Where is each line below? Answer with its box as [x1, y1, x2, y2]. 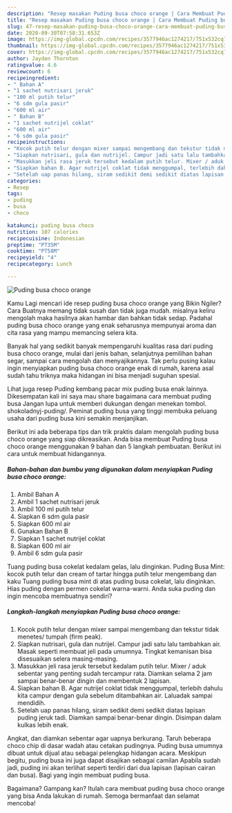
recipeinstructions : [7, 139, 67, 146]
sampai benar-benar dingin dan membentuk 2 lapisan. [17, 676, 171, 685]
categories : [7, 177, 41, 184]
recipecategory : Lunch [7, 261, 72, 268]
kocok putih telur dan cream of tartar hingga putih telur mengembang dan [7, 569, 217, 578]
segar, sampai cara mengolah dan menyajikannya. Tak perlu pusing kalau [7, 356, 215, 365]
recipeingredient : [7, 74, 60, 82]
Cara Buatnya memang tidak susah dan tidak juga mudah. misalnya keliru [7, 306, 215, 315]
